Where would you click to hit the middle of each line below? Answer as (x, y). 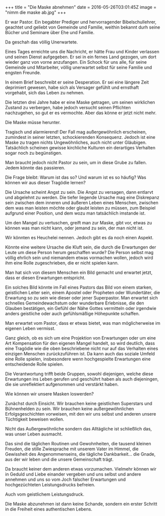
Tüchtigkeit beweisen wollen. (35, 419)
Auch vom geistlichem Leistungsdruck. (45, 494)
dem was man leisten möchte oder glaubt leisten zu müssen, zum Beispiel (80, 208)
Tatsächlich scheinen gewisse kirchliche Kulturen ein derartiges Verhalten (80, 148)
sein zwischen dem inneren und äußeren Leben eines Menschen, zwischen (82, 203)
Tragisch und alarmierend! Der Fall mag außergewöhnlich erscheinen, (76, 132)
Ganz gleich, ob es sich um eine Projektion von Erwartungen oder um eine (81, 338)
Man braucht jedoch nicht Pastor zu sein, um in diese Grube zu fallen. (76, 162)
